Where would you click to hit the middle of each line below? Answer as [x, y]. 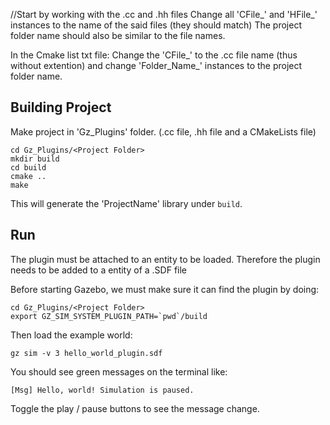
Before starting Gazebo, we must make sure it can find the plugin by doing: [165, 289]
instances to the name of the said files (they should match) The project [156, 25]
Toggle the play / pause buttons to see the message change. [135, 408]
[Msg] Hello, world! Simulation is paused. [102, 390]
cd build [28, 167]
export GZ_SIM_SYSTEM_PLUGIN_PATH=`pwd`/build [109, 316]
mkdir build [35, 159]
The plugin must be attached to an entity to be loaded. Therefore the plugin [165, 259]
